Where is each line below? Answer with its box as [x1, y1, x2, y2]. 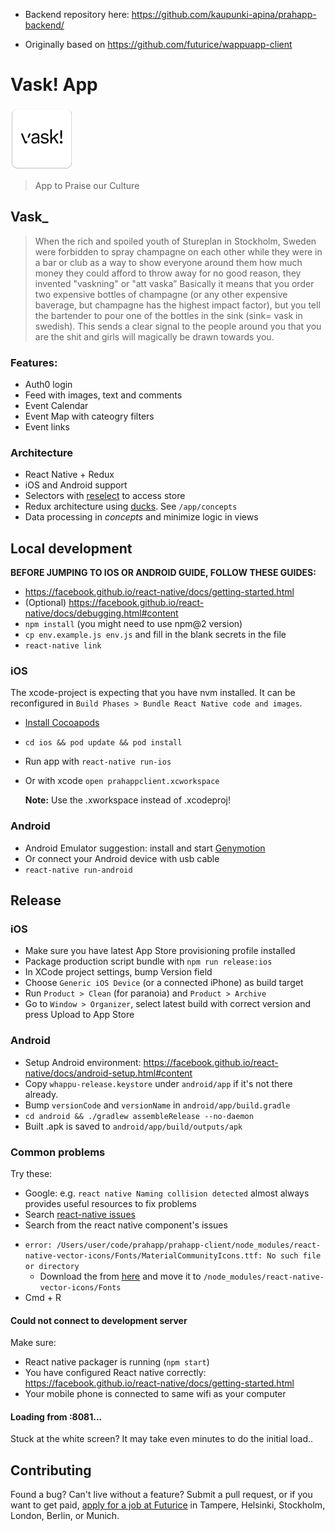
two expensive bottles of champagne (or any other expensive [34, 288, 288, 300]
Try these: [10, 1168, 53, 1180]
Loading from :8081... [10, 1410, 103, 1423]
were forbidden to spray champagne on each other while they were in [34, 245, 323, 258]
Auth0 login [24, 379, 73, 391]
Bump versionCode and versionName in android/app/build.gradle [24, 1099, 291, 1111]
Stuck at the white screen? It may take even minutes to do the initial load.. [10, 1433, 314, 1445]
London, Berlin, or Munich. [10, 1510, 120, 1522]
